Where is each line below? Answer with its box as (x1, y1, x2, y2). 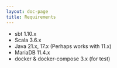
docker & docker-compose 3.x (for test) (14, 55, 111, 62)
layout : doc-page (6, 8, 49, 15)
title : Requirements (6, 14, 57, 20)
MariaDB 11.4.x (14, 49, 50, 56)
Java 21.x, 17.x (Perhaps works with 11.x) (14, 42, 112, 50)
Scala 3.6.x (14, 36, 42, 43)
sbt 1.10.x (14, 30, 37, 37)
